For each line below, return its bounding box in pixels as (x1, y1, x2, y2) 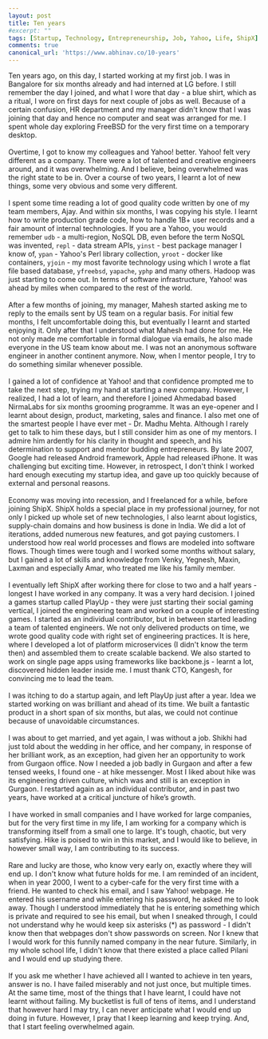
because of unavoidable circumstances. (8, 716, 140, 726)
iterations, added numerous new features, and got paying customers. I (8, 529, 239, 539)
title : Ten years (8, 19, 66, 27)
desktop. (8, 130, 37, 140)
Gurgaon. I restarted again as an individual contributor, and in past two (8, 784, 240, 794)
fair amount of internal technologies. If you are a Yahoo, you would (8, 224, 227, 233)
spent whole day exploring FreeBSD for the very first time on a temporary (8, 121, 250, 131)
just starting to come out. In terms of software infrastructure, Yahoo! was (8, 275, 248, 284)
